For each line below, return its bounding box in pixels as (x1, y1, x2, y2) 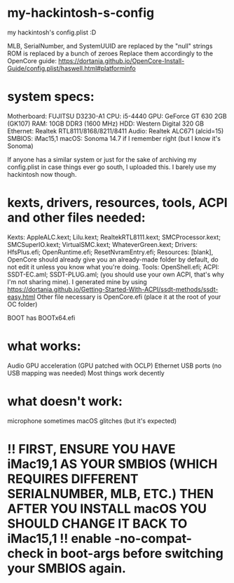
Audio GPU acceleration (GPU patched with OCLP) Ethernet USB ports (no (7, 361, 222, 370)
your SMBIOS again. (7, 560, 126, 576)
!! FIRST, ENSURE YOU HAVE (7, 441, 176, 457)
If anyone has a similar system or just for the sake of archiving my (7, 155, 198, 163)
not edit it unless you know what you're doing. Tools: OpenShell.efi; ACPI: (7, 262, 219, 271)
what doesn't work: (7, 393, 123, 409)
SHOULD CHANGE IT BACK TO (7, 516, 188, 531)
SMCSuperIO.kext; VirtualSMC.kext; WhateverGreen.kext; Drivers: (7, 240, 198, 248)
